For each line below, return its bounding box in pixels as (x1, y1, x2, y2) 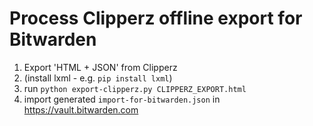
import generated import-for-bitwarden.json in (23, 93, 221, 105)
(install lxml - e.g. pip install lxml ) (23, 72, 173, 84)
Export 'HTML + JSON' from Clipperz (23, 61, 178, 73)
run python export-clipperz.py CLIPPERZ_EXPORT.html (23, 82, 247, 94)
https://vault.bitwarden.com (23, 103, 139, 116)
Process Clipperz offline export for (9, 7, 303, 30)
